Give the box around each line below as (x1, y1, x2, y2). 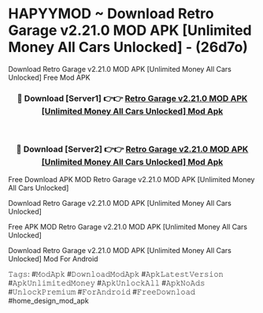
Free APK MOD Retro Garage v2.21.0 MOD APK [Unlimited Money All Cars (8, 222, 248, 231)
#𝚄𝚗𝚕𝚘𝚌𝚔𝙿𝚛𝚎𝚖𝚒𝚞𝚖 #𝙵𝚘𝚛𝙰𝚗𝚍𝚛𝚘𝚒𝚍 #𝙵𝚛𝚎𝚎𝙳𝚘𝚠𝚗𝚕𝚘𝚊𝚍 (8, 287, 195, 296)
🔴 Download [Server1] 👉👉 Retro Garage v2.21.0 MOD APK (17, 92, 248, 103)
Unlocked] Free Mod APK (8, 73, 91, 82)
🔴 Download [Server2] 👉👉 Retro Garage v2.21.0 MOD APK (16, 143, 249, 155)
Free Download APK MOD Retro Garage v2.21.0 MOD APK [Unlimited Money (8, 174, 255, 184)
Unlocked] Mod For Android (8, 254, 98, 263)
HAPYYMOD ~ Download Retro (8, 5, 214, 23)
